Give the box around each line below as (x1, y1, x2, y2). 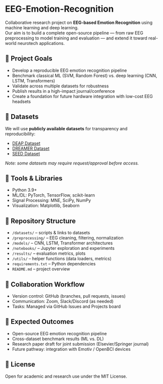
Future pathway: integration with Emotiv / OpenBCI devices (12, 346, 131, 352)
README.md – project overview (12, 266, 71, 272)
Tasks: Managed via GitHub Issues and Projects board (12, 303, 121, 309)
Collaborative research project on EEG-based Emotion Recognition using (5, 20, 153, 25)
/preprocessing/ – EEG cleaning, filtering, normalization (12, 235, 124, 241)
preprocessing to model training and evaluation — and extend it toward (5, 35, 147, 41)
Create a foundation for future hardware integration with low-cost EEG (12, 93, 153, 99)
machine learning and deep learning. (5, 24, 79, 30)
